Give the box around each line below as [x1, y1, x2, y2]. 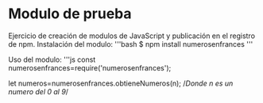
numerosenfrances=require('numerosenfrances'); [8, 63, 172, 72]
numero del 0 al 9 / [8, 86, 69, 96]
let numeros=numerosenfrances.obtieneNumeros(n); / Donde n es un [8, 78, 234, 88]
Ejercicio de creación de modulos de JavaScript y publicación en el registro [8, 31, 256, 40]
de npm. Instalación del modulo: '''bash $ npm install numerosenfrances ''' [8, 39, 253, 48]
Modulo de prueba [8, 5, 133, 23]
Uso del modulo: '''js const [8, 55, 96, 64]
